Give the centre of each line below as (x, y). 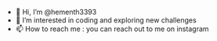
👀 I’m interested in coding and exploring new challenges (106, 20)
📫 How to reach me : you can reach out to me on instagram (112, 29)
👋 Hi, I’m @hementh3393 (56, 12)
